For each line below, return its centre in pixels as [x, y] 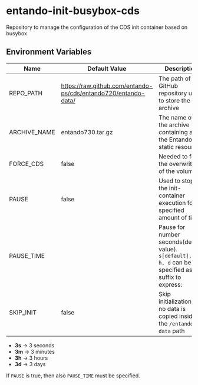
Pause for [172, 227]
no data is [172, 308]
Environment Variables [49, 52]
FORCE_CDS [27, 164]
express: [171, 284]
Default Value [107, 68]
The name [173, 117]
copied [168, 316]
